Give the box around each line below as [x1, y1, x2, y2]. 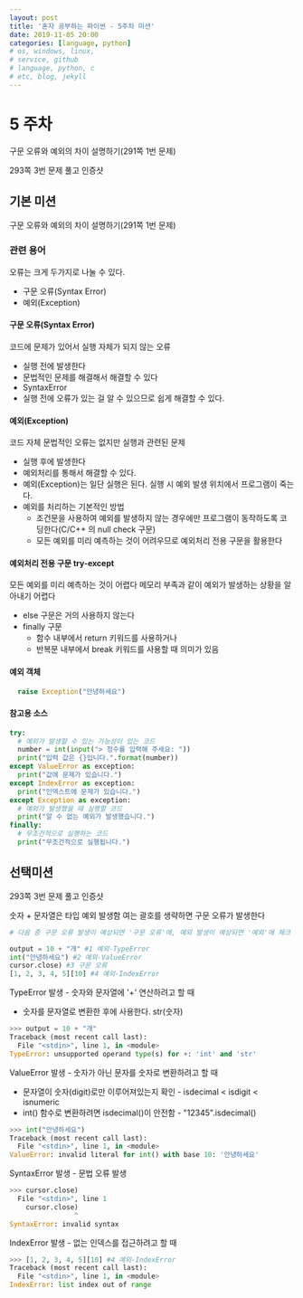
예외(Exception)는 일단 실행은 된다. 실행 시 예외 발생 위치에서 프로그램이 [22, 478, 278, 489]
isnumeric [22, 1096, 61, 1107]
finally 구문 [22, 621, 62, 632]
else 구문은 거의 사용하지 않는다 [22, 610, 136, 621]
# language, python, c [9, 64, 95, 73]
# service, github [9, 55, 79, 64]
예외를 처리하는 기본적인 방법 [22, 501, 125, 512]
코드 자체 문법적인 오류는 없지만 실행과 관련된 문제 [9, 437, 185, 448]
